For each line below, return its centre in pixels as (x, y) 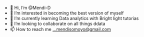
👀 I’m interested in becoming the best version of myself (67, 13)
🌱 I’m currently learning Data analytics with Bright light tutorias (74, 18)
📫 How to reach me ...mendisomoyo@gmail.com (60, 29)
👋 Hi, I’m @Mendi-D (30, 8)
